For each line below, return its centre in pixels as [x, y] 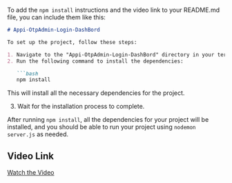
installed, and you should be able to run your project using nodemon [101, 127]
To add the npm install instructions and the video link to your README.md [113, 10]
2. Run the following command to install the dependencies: [96, 61]
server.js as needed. [38, 134]
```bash [27, 74]
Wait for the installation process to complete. [81, 107]
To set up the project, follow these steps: [72, 42]
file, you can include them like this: [56, 17]
